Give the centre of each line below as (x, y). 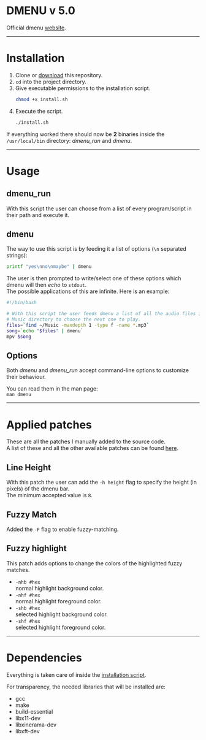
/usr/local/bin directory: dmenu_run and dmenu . (69, 140)
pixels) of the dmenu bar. (38, 489)
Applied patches (49, 425)
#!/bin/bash (21, 303)
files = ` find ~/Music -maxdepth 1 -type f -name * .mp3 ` (78, 325)
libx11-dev (28, 718)
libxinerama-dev (36, 725)
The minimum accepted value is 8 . (50, 495)
